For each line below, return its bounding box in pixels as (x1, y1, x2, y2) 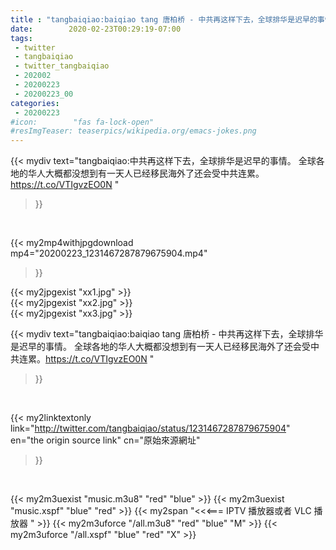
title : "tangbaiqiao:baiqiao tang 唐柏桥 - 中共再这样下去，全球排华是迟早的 (10, 14, 318, 25)
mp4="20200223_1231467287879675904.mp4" (10, 247, 208, 260)
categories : (10, 98, 60, 108)
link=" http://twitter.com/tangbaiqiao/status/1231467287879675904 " (10, 422, 291, 435)
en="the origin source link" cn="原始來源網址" (10, 434, 201, 446)
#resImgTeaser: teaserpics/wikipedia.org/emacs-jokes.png (10, 126, 257, 136)
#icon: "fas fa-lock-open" (10, 117, 155, 127)
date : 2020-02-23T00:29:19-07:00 (10, 24, 182, 34)
